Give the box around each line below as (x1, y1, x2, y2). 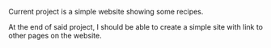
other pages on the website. (8, 31, 103, 40)
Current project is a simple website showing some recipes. (8, 7, 204, 16)
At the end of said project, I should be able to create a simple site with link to (8, 22, 264, 31)
